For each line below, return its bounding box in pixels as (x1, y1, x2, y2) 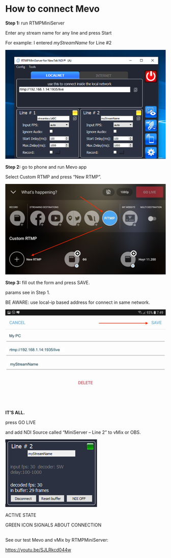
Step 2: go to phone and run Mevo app (5, 164, 87, 170)
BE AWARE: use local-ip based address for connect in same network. (5, 299, 150, 305)
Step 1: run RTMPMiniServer (5, 20, 65, 26)
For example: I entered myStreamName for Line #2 (5, 39, 112, 46)
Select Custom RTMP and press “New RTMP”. (5, 174, 102, 180)
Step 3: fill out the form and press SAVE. (5, 279, 90, 285)
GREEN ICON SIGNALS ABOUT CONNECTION (5, 522, 102, 528)
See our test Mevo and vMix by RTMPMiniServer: (5, 537, 108, 543)
